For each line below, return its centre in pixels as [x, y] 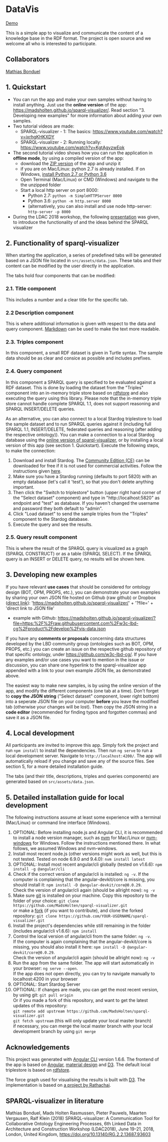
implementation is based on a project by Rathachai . [58, 1085]
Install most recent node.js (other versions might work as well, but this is [87, 854]
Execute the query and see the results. [53, 524]
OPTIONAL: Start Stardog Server [46, 984]
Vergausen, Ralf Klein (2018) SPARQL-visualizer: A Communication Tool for [83, 1118]
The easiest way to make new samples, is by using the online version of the [83, 685]
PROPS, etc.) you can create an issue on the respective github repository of [83, 649]
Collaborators [27, 60]
